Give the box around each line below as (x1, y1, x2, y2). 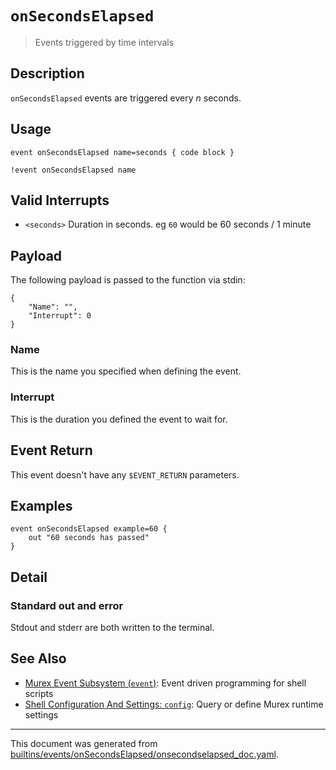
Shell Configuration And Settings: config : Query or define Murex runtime (24, 698, 324, 710)
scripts (24, 687, 54, 699)
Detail (10, 568, 48, 586)
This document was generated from (10, 737, 158, 749)
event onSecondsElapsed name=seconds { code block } (10, 147, 235, 157)
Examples (10, 497, 73, 514)
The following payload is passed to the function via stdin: (10, 274, 246, 286)
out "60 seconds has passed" (28, 533, 150, 543)
